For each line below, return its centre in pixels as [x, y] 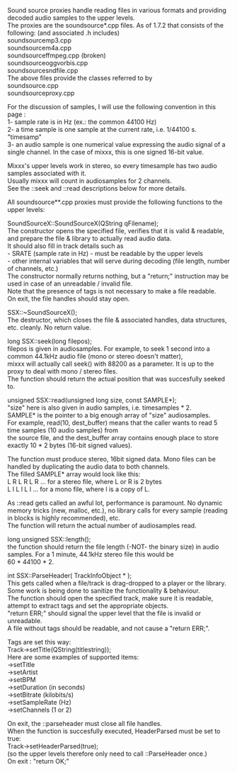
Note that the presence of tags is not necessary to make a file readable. [112, 291]
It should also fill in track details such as [65, 246]
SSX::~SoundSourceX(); [42, 312]
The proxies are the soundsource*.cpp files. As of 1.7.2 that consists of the [116, 25]
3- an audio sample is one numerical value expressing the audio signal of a [116, 144]
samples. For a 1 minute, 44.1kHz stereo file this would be [91, 554]
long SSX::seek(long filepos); [50, 341]
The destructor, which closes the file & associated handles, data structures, [117, 320]
